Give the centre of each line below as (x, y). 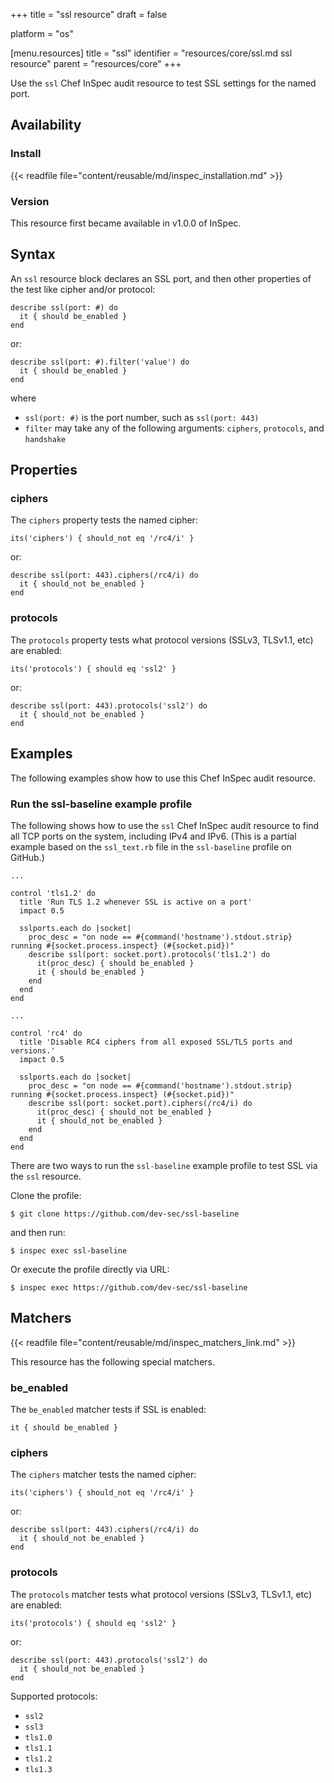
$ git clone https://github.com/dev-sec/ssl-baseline (125, 1214)
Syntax (33, 254)
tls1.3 (38, 1769)
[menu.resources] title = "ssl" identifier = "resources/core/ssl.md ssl (151, 53)
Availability (46, 125)
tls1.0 (38, 1737)
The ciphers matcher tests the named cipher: (103, 1475)
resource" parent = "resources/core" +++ (96, 63)
